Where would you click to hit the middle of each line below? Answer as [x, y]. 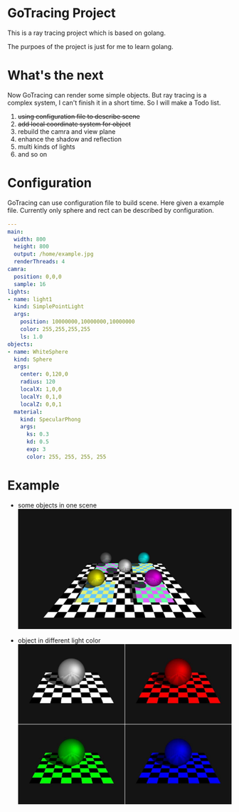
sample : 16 [30, 284]
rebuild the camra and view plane [67, 131]
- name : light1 [30, 299]
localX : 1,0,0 [41, 389]
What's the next [56, 75]
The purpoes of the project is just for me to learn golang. [90, 46]
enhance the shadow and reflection [70, 139]
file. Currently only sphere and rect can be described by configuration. [111, 210]
